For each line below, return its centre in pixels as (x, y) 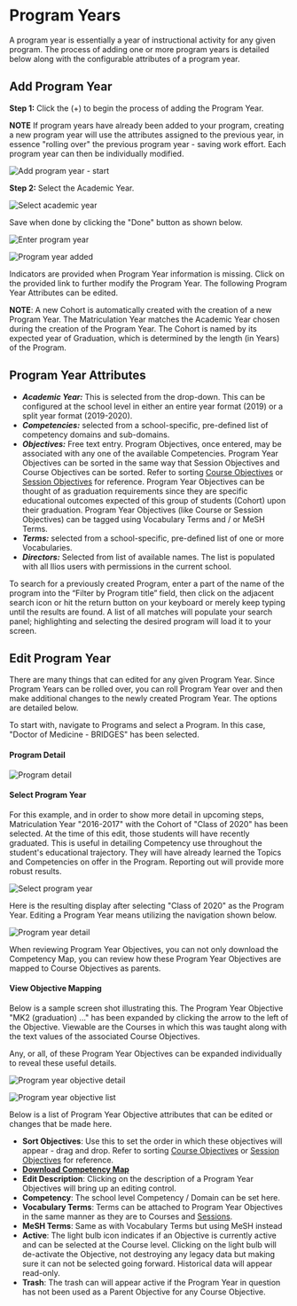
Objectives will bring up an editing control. (99, 1188)
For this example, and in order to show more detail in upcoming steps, (137, 814)
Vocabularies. (47, 547)
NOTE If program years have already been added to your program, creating (147, 125)
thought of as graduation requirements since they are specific (135, 491)
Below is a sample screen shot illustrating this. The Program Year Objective (146, 1008)
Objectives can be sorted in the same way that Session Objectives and (151, 463)
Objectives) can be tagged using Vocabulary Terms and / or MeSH (144, 519)
